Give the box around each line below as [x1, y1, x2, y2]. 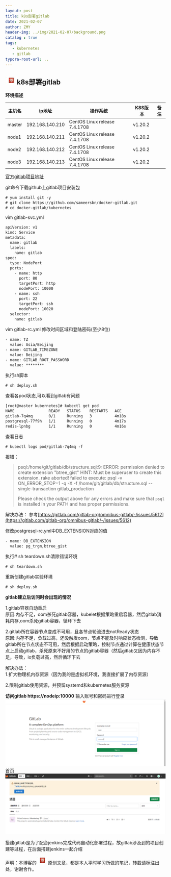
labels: [10, 245, 26, 250]
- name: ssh [14, 291, 40, 296]
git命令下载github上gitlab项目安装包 [5, 184, 80, 191]
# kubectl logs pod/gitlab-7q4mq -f [5, 444, 83, 449]
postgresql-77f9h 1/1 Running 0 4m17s [5, 419, 126, 424]
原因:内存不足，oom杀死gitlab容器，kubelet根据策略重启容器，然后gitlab [5, 611, 157, 617]
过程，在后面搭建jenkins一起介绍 [14, 846, 83, 852]
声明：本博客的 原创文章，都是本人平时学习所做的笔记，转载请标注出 [5, 860, 159, 866]
